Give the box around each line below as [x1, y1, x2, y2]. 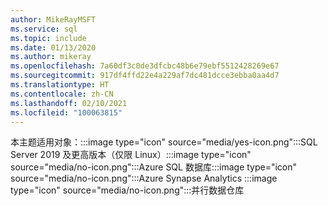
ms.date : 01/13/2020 [10, 42, 97, 53]
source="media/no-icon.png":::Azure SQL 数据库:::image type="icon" [10, 161, 298, 173]
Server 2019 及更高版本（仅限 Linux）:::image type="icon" [10, 149, 252, 161]
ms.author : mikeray [10, 52, 92, 62]
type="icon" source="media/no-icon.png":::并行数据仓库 [10, 184, 245, 196]
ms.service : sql [10, 24, 78, 34]
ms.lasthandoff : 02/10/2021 [10, 98, 128, 108]
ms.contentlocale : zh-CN [10, 89, 114, 99]
